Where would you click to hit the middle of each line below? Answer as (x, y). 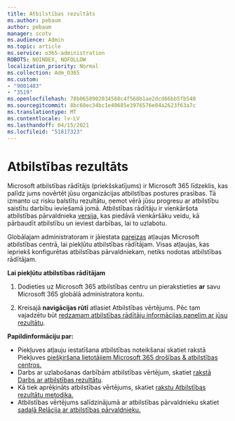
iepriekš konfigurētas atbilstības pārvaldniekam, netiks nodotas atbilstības (115, 252)
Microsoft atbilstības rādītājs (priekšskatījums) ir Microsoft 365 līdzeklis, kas (118, 186)
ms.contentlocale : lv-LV (43, 118)
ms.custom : (23, 79)
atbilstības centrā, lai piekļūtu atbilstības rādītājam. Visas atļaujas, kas (108, 244)
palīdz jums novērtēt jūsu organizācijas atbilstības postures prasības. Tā (112, 194)
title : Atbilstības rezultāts (52, 14)
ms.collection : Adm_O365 (43, 73)
